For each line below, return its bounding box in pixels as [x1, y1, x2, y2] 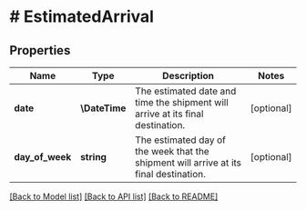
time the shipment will [135, 96, 229, 108]
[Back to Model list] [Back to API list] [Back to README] [9, 191, 219, 202]
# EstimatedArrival [9, 6, 155, 27]
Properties [9, 43, 71, 58]
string [80, 151, 107, 163]
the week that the [135, 145, 209, 157]
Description [162, 70, 215, 82]
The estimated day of [135, 134, 226, 146]
